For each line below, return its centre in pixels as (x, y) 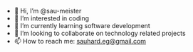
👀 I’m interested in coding (52, 18)
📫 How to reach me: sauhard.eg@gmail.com (80, 41)
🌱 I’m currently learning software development (82, 26)
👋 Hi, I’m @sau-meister (48, 11)
